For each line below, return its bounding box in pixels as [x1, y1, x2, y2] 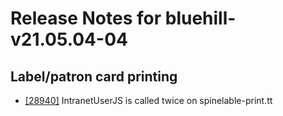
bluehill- [164, 7, 237, 30]
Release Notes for [10, 7, 162, 30]
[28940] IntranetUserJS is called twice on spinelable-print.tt [24, 95, 273, 106]
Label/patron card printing [10, 68, 178, 85]
